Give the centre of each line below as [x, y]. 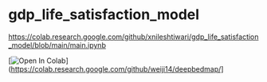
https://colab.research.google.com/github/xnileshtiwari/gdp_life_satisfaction [133, 37]
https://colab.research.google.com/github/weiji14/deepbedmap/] [117, 68]
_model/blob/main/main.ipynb [57, 45]
